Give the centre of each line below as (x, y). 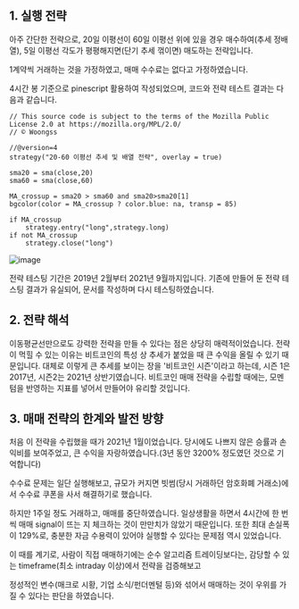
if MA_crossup (36, 220)
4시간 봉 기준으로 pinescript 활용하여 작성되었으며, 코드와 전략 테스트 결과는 (142, 88)
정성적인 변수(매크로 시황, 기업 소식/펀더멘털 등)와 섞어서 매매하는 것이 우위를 (143, 585)
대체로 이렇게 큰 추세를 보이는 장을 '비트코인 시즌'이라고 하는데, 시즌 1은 (166, 365)
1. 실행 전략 (38, 16)
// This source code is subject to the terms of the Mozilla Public (139, 116)
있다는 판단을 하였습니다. (71, 596)
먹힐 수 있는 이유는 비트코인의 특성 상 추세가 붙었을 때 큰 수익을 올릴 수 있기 (149, 355)
